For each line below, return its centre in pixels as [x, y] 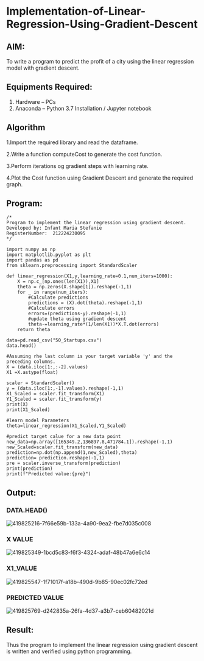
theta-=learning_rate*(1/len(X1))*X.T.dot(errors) [94, 324]
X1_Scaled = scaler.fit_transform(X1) [55, 394]
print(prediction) [30, 469]
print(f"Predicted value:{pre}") [49, 474]
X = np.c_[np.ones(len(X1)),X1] [58, 282]
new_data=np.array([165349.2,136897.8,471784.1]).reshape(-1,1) [90, 442]
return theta [34, 330]
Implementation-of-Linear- [76, 11]
